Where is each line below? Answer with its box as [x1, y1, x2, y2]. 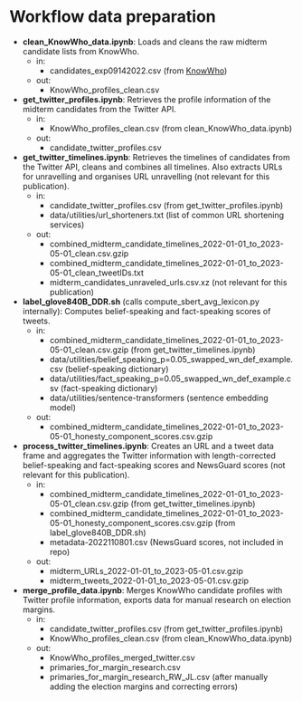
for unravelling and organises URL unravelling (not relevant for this [22, 170, 270, 182]
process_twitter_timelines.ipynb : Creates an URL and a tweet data [22, 440, 274, 451]
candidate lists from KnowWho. [22, 45, 140, 56]
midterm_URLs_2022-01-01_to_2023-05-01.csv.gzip [49, 565, 244, 576]
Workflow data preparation [9, 6, 216, 27]
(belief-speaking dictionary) [64, 363, 169, 374]
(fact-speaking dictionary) [60, 382, 158, 393]
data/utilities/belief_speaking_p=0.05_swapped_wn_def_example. [49, 353, 294, 364]
